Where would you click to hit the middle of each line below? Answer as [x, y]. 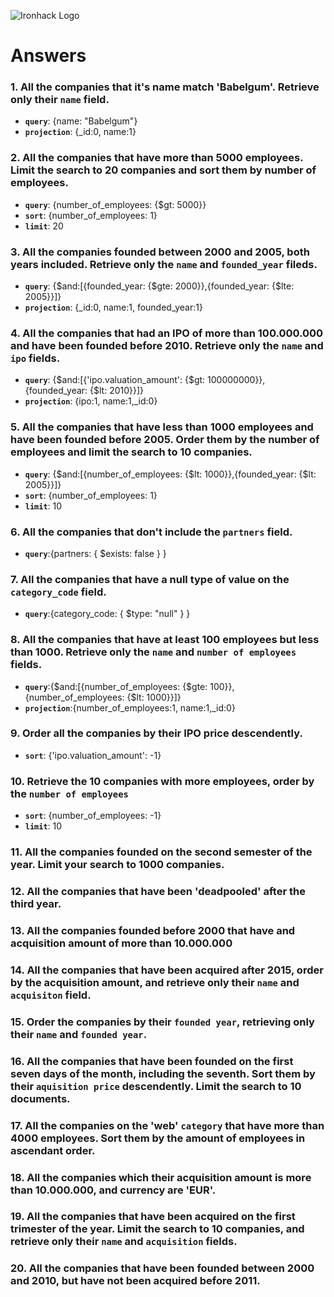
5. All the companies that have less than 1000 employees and [162, 427]
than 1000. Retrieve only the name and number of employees [153, 652]
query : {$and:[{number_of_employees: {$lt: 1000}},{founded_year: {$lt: [170, 474]
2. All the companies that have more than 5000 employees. [157, 158]
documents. [40, 1098]
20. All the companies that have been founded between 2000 [162, 1268]
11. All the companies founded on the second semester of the [161, 852]
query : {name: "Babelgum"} [81, 121]
